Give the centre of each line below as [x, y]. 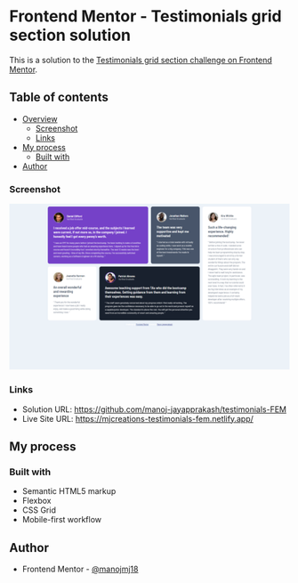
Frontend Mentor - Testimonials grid [145, 16]
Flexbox [36, 501]
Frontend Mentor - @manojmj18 [80, 569]
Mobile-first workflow [62, 520]
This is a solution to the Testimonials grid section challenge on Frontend [141, 60]
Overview [40, 118]
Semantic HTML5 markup [69, 491]
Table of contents [59, 97]
